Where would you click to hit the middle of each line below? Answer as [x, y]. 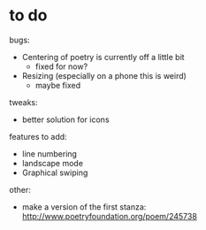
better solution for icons [65, 119]
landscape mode [53, 163]
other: [20, 189]
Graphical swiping [55, 172]
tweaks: [23, 102]
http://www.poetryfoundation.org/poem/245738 [109, 216]
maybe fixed [58, 85]
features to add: [38, 136]
